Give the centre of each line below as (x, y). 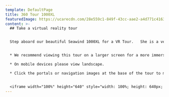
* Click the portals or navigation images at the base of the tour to (85, 73)
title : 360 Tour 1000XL (30, 14)
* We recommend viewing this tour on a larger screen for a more (80, 55)
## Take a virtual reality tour (44, 28)
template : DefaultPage (29, 10)
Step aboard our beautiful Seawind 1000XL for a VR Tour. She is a (84, 42)
